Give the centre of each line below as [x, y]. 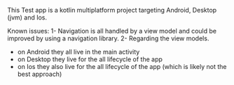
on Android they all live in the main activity [78, 52]
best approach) [40, 74]
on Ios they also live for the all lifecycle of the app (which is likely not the [122, 67]
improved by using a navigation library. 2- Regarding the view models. [108, 38]
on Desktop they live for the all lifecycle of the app [90, 59]
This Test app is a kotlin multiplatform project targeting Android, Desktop [112, 10]
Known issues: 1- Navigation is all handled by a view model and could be [112, 31]
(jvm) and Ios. [27, 17]
